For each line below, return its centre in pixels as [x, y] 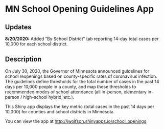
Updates [18, 27]
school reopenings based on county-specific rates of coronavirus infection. [81, 76]
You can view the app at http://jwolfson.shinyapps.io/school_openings [76, 121]
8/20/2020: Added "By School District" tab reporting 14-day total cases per [82, 39]
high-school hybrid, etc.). [48, 97]
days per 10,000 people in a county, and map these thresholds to [70, 86]
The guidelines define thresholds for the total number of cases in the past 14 [82, 81]
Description [23, 59]
